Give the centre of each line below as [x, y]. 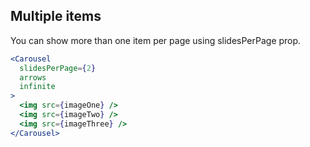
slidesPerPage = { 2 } [58, 68]
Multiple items [56, 16]
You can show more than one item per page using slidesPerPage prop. [156, 40]
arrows [33, 77]
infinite [37, 87]
